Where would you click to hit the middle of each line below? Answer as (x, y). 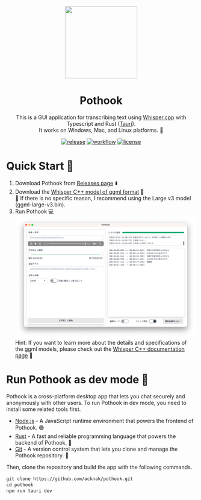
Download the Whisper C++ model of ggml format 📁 (79, 191)
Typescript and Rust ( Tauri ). (101, 123)
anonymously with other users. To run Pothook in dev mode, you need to (96, 403)
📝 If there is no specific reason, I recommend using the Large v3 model (103, 198)
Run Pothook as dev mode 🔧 (77, 380)
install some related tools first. (44, 409)
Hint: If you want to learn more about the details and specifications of (101, 342)
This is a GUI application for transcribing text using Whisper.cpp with (101, 117)
